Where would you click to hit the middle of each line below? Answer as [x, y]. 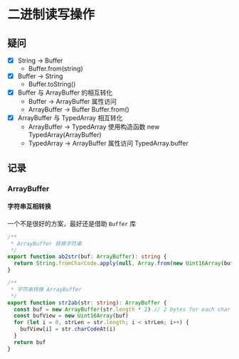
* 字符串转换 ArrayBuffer [46, 289]
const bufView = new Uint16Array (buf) [71, 316]
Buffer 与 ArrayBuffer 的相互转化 [65, 92]
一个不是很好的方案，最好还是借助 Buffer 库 [72, 223]
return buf [30, 342]
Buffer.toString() [52, 84]
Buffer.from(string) [55, 69]
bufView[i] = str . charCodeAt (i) [68, 329]
